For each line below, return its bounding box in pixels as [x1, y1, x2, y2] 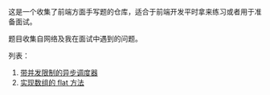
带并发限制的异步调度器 [19, 68, 98, 77]
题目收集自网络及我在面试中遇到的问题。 [8, 34, 142, 43]
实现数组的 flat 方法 [19, 78, 84, 87]
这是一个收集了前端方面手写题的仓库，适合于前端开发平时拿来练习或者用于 [8, 7, 255, 16]
